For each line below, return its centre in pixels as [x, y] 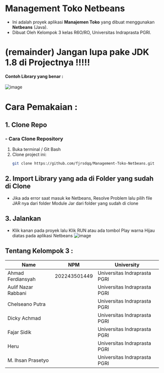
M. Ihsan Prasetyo [28, 360]
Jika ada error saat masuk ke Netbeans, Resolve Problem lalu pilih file [82, 198]
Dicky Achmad [24, 318]
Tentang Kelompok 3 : [39, 251]
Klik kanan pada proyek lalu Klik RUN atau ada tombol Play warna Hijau [83, 230]
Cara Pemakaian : [41, 107]
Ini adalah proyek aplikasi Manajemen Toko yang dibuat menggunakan [83, 22]
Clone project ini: [29, 155]
